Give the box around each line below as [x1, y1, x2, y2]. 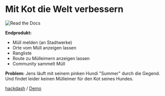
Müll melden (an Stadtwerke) [12, 39, 72, 45]
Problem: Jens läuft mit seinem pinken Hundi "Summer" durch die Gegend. [5, 70, 160, 76]
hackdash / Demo [5, 85, 41, 91]
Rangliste [12, 50, 32, 56]
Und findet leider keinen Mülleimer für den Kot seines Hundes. [5, 75, 133, 81]
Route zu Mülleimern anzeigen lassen [12, 55, 90, 61]
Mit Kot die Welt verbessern [5, 3, 123, 15]
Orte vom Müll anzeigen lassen [12, 44, 76, 50]
